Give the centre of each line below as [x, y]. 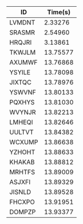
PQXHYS [22, 102]
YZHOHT [22, 152]
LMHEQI [21, 122]
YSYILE [20, 72]
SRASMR [22, 32]
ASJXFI [20, 182]
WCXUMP [24, 142]
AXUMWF [23, 62]
